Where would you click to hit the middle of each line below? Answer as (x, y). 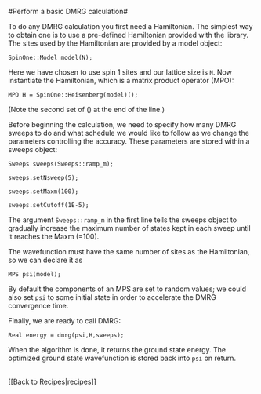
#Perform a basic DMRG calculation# (68, 11)
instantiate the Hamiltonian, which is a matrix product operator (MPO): (121, 80)
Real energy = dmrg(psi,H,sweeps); (66, 335)
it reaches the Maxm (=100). (54, 236)
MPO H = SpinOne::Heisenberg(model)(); (73, 95)
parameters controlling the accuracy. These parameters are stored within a (129, 141)
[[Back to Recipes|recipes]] (52, 381)
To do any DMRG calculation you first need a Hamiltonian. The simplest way (130, 26)
